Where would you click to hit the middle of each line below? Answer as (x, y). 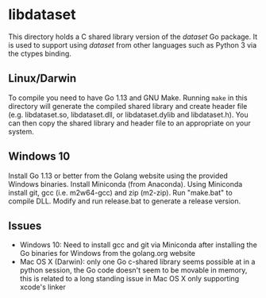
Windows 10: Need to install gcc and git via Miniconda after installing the (139, 245)
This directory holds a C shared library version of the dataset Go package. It (133, 37)
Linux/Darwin (42, 78)
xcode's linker (42, 287)
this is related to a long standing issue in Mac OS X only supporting (129, 279)
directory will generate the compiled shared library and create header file (128, 106)
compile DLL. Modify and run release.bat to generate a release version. (125, 201)
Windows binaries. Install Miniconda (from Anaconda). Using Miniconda (125, 184)
